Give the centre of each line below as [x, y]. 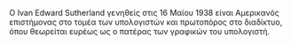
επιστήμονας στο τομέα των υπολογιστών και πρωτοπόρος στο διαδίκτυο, [146, 22]
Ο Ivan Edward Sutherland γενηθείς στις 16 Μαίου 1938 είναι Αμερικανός [144, 13]
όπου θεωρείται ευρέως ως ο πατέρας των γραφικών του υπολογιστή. [140, 31]
